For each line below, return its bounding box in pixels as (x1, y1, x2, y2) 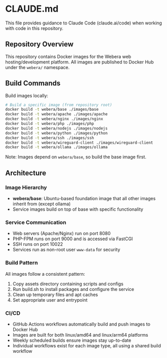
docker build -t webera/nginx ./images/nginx (5, 116, 103, 122)
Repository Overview (5, 40, 74, 49)
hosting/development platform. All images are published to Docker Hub (5, 59, 154, 65)
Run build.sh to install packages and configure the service (12, 286, 135, 292)
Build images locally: (5, 92, 48, 99)
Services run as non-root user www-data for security (12, 247, 120, 253)
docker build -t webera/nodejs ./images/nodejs (5, 125, 108, 131)
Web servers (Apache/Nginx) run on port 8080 (12, 231, 111, 237)
